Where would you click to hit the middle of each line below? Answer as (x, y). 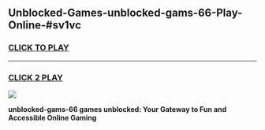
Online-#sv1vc (45, 26)
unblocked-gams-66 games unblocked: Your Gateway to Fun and (118, 109)
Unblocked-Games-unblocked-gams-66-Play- (125, 13)
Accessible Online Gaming (52, 117)
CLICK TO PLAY (39, 48)
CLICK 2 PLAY (35, 77)
